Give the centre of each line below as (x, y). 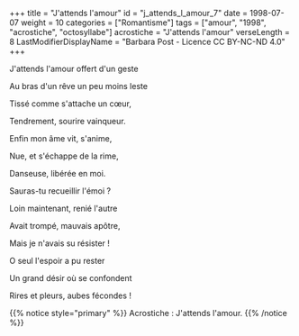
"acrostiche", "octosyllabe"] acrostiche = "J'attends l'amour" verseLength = (149, 32)
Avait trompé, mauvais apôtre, (65, 226)
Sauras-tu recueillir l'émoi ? (60, 191)
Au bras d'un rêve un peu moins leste (79, 86)
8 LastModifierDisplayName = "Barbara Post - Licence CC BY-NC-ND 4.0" (147, 41)
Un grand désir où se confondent (71, 278)
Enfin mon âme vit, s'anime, (61, 138)
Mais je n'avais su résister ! (60, 243)
